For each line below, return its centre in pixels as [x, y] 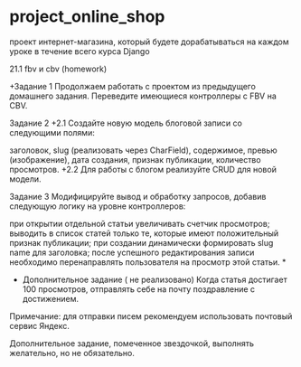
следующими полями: [52, 132]
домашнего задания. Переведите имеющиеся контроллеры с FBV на [143, 96]
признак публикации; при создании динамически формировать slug [141, 242]
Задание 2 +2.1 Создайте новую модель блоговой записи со [126, 123]
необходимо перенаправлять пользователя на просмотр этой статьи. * [148, 262]
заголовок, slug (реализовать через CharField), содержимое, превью [143, 150]
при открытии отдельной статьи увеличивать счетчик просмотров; [140, 223]
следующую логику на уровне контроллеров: [98, 206]
